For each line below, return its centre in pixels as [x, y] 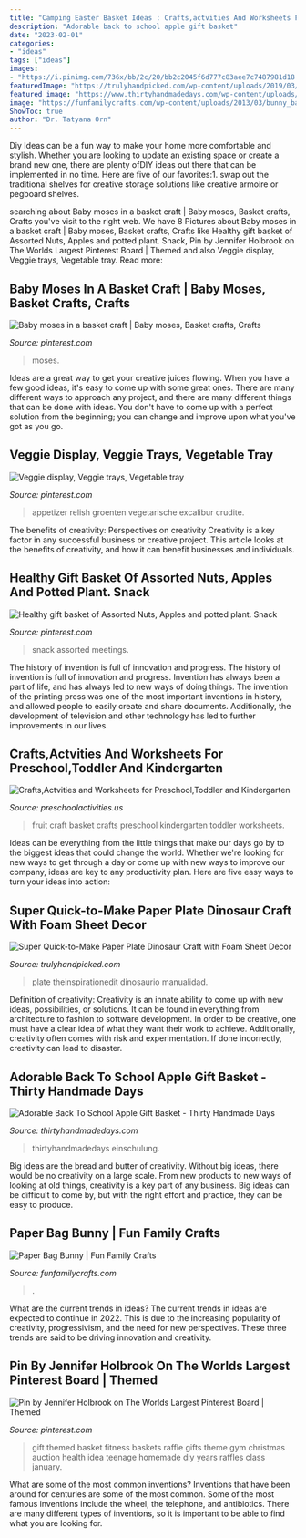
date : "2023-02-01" [46, 35]
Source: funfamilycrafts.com [63, 1273]
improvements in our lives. [59, 725]
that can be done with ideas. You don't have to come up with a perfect [141, 407]
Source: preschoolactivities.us [66, 808]
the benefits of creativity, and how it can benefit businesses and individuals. [152, 549]
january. [47, 1466]
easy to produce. [41, 1205]
